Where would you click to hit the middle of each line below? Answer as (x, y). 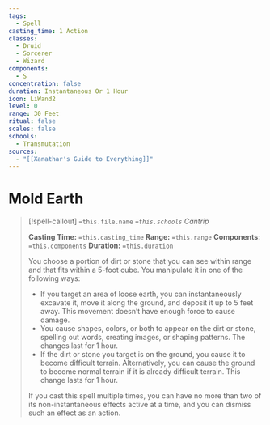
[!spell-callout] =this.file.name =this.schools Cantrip (118, 221)
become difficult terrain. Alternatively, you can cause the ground (148, 363)
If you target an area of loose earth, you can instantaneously (141, 294)
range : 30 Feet (34, 114)
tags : (17, 16)
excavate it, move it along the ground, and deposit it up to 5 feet (147, 303)
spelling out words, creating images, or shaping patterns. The (143, 338)
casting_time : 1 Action (49, 31)
